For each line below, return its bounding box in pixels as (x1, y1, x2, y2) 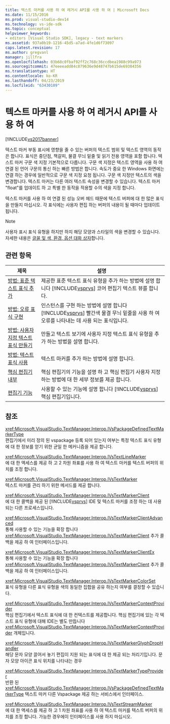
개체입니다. (13, 630, 35, 636)
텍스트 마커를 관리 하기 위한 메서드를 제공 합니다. (5, 482, 101, 488)
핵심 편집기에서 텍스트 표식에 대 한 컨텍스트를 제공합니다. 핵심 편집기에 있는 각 (5, 612, 159, 618)
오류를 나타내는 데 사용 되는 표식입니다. (41, 317, 129, 324)
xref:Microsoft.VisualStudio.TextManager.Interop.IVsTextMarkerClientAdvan (5, 515, 163, 521)
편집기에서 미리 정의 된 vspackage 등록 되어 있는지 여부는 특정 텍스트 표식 (5, 437, 152, 444)
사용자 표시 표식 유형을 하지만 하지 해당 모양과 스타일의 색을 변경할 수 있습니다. (5, 229, 160, 235)
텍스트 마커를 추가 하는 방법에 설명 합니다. (41, 355, 135, 363)
